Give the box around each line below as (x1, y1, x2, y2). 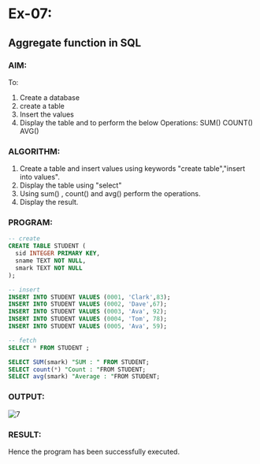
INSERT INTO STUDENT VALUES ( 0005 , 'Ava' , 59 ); (8, 322, 168, 331)
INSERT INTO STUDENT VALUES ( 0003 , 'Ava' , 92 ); (8, 308, 168, 316)
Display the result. (19, 198, 79, 207)
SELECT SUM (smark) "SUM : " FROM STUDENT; (8, 358, 150, 366)
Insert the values (19, 110, 75, 119)
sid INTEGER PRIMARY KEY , (15, 250, 101, 258)
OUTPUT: (8, 392, 45, 403)
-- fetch (8, 336, 37, 344)
